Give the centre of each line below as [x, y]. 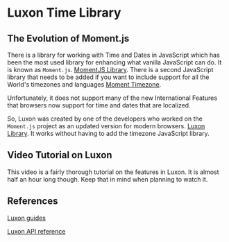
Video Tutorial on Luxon [60, 155]
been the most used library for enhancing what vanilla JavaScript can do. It [114, 62]
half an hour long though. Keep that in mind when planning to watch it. [108, 179]
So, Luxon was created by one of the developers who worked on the [105, 119]
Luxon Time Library [64, 13]
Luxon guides [27, 218]
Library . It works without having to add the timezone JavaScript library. [108, 133]
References [33, 201]
